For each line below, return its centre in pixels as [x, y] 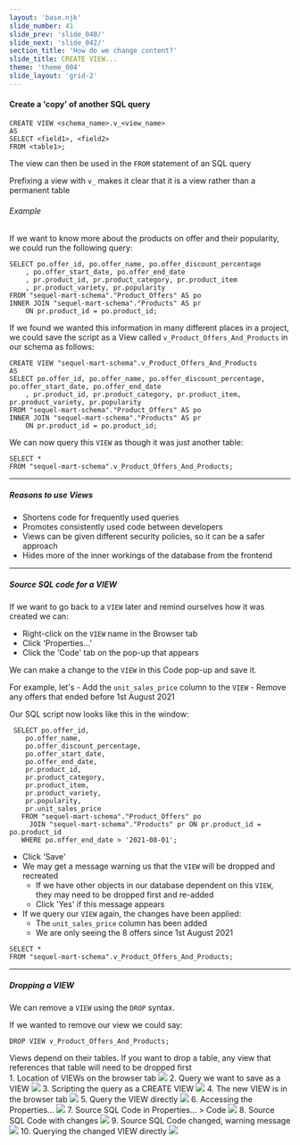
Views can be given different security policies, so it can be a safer [143, 537]
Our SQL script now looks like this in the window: [99, 714]
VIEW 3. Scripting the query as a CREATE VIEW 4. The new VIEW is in [148, 1089]
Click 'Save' [44, 857]
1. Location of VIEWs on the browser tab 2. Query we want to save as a [145, 1078]
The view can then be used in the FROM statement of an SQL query [130, 163]
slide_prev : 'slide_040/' [57, 34]
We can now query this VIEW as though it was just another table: [126, 443]
